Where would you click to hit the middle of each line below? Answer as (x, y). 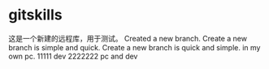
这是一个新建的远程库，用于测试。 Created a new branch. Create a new (128, 38)
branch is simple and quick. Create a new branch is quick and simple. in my (134, 47)
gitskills (35, 15)
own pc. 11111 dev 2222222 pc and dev (73, 56)
